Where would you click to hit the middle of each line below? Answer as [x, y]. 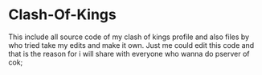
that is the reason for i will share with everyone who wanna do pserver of [129, 53]
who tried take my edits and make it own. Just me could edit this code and [131, 45]
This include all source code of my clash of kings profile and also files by [129, 37]
